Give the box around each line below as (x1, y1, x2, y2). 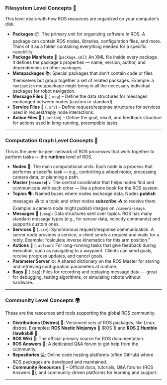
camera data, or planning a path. (12, 174, 80, 180)
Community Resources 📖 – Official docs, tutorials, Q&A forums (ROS (12, 364, 154, 370)
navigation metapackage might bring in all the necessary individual (12, 83, 151, 89)
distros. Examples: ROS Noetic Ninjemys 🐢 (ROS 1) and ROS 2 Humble (12, 325, 158, 331)
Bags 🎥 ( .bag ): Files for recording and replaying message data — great (12, 269, 158, 275)
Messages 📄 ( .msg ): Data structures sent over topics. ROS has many (12, 210, 153, 216)
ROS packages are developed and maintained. (12, 359, 108, 365)
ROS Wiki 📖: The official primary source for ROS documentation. (12, 335, 145, 341)
